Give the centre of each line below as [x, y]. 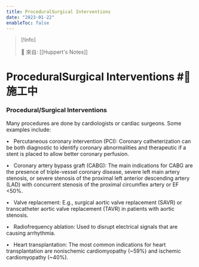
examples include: [29, 130]
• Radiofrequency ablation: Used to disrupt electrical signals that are [92, 226]
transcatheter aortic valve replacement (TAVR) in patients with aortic [91, 208]
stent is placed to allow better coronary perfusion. [68, 154]
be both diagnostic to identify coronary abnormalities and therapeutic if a [96, 148]
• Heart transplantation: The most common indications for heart [86, 244]
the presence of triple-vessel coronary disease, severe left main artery [93, 171]
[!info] [28, 40]
